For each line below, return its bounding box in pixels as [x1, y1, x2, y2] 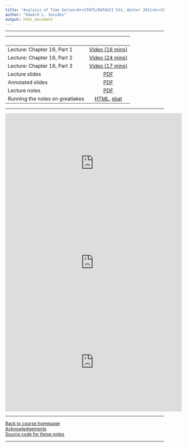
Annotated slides [8, 79, 48, 86]
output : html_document [5, 17, 53, 22]
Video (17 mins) [89, 63, 128, 70]
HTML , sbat [94, 95, 122, 103]
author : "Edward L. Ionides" [5, 12, 67, 17]
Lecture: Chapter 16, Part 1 [8, 46, 73, 53]
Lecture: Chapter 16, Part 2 [8, 54, 73, 61]
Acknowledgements [5, 426, 47, 432]
